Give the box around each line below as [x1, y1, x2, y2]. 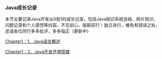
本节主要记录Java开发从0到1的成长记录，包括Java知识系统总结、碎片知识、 [5, 16, 158, 22]
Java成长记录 [5, 4, 37, 11]
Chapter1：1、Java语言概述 [5, 39, 60, 44]
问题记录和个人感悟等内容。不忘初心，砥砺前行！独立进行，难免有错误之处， [5, 22, 160, 28]
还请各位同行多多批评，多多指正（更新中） [5, 28, 91, 34]
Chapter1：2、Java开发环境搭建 [5, 49, 70, 55]
